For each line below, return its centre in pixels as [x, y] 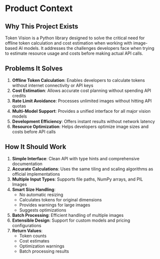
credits [19, 95]
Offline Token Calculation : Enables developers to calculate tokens [79, 80]
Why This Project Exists [42, 26]
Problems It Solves [34, 69]
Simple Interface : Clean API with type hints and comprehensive [76, 158]
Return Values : [27, 230]
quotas [19, 106]
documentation [27, 164]
